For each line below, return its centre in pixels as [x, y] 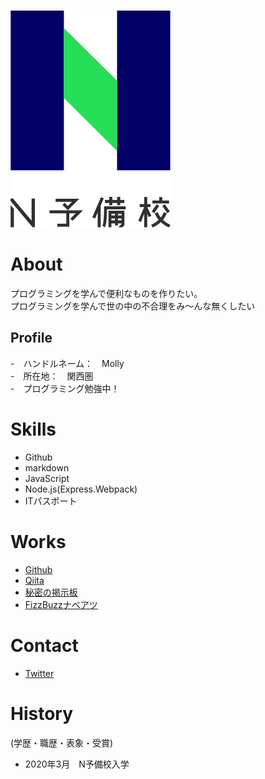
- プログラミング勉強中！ [65, 388]
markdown [47, 467]
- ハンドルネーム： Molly [67, 363]
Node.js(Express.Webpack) [81, 489]
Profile [31, 338]
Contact [44, 645]
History [42, 713]
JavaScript [47, 478]
